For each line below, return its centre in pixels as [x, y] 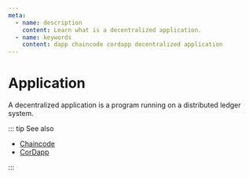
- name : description [49, 23]
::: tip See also [31, 129]
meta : [17, 15]
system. [21, 114]
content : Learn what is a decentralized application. [112, 30]
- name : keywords [44, 37]
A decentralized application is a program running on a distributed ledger [124, 105]
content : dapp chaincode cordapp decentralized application [123, 45]
